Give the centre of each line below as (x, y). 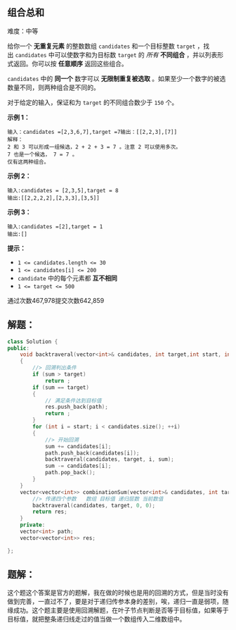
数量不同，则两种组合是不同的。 (53, 87)
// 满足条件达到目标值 (73, 400)
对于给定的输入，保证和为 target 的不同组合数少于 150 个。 (93, 102)
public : (19, 348)
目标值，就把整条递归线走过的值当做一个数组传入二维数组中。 (97, 619)
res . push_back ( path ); (77, 407)
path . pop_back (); (70, 473)
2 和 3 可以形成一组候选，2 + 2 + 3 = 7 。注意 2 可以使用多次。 (94, 147)
